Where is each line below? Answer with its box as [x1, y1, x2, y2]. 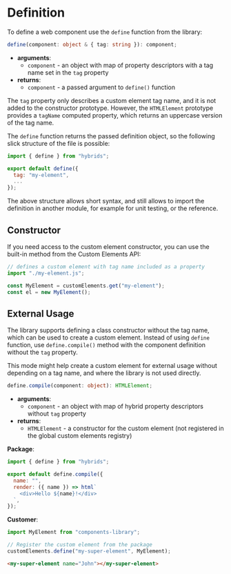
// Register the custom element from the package [7, 541, 153, 548]
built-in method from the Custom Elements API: [7, 250, 141, 258]
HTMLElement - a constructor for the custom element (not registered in [27, 424, 224, 433]
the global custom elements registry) [27, 432, 132, 440]
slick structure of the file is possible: [7, 139, 110, 147]
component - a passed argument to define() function [27, 83, 176, 91]
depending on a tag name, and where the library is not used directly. [7, 369, 201, 378]
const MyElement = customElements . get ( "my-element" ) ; [7, 282, 165, 289]
